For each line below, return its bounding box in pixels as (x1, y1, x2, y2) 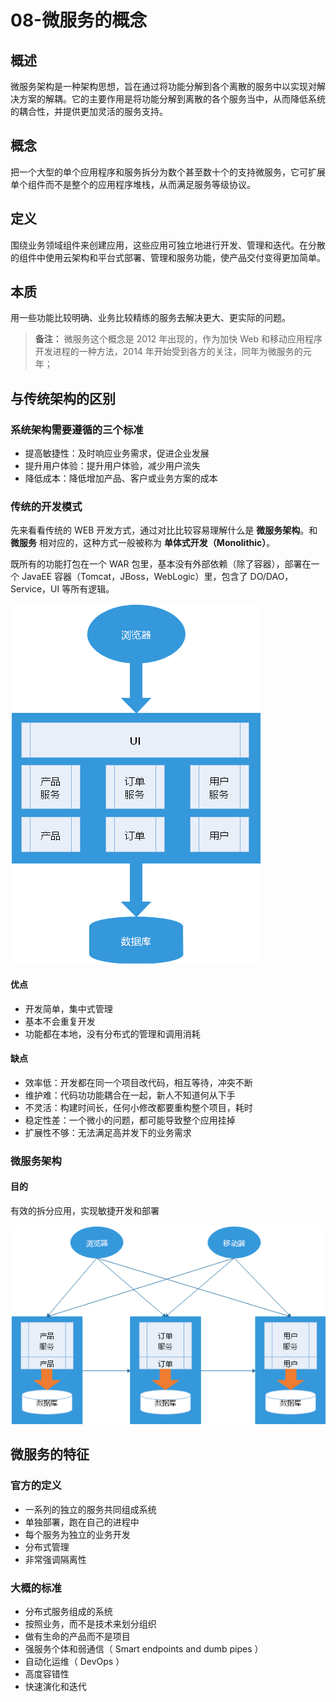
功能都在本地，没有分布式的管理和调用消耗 (24, 1027, 201, 1040)
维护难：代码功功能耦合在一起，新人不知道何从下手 (24, 1089, 236, 1101)
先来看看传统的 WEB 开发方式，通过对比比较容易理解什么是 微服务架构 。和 (10, 524, 318, 536)
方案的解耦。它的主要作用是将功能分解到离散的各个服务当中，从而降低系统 (18, 93, 326, 105)
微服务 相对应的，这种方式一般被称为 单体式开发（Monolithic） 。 (10, 537, 276, 549)
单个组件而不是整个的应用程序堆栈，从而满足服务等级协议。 (10, 178, 256, 190)
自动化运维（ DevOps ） (24, 1656, 125, 1668)
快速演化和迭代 (24, 1681, 87, 1693)
